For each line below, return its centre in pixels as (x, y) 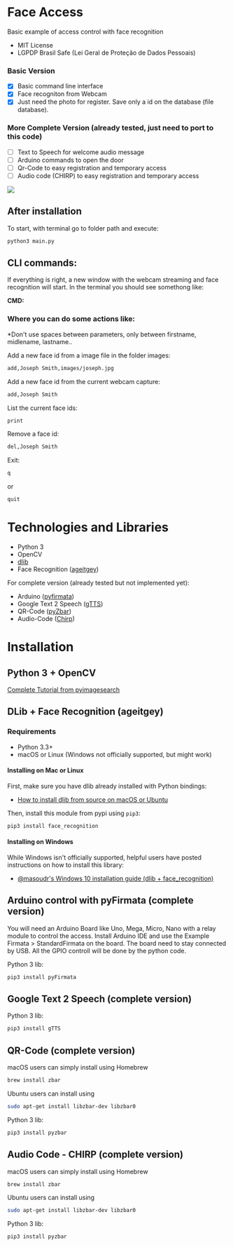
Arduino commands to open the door (70, 160)
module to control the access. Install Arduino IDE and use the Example (108, 936)
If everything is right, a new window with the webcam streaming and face (113, 280)
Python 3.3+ (35, 747)
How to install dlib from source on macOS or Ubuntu (93, 799)
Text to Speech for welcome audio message (81, 152)
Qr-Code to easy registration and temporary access (92, 168)
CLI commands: (42, 263)
